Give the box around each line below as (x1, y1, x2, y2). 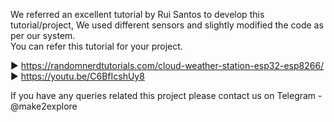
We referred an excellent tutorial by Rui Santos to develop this (10, 9, 265, 20)
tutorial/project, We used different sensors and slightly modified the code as (10, 19, 324, 31)
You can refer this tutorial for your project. (10, 40, 183, 52)
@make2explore (10, 100, 78, 112)
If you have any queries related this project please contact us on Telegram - (10, 90, 323, 101)
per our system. (10, 30, 76, 41)
